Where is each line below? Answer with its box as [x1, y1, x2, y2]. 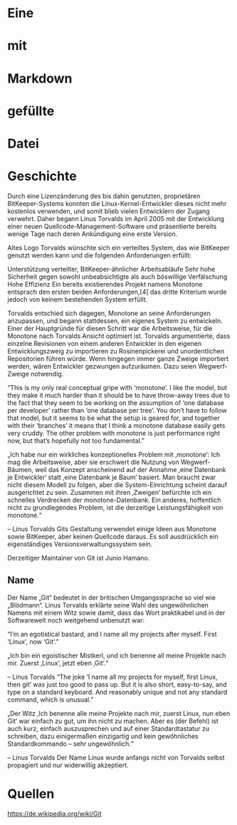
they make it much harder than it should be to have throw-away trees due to [7, 391, 230, 399]
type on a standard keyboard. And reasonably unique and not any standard [7, 687, 228, 696]
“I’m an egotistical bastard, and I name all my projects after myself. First [7, 630, 217, 638]
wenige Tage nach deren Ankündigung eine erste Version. [7, 230, 178, 238]
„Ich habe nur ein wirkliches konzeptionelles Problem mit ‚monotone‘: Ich [7, 450, 221, 458]
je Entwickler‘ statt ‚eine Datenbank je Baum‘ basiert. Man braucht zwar [7, 473, 216, 481]
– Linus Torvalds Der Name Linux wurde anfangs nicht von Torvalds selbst [7, 753, 226, 762]
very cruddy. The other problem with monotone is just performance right [7, 429, 221, 437]
